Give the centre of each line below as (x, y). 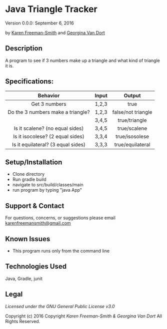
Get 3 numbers (49, 104)
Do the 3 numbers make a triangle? (49, 112)
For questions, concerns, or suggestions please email (60, 218)
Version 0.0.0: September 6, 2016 (39, 23)
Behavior (49, 95)
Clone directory (28, 174)
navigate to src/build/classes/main (48, 185)
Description (24, 48)
